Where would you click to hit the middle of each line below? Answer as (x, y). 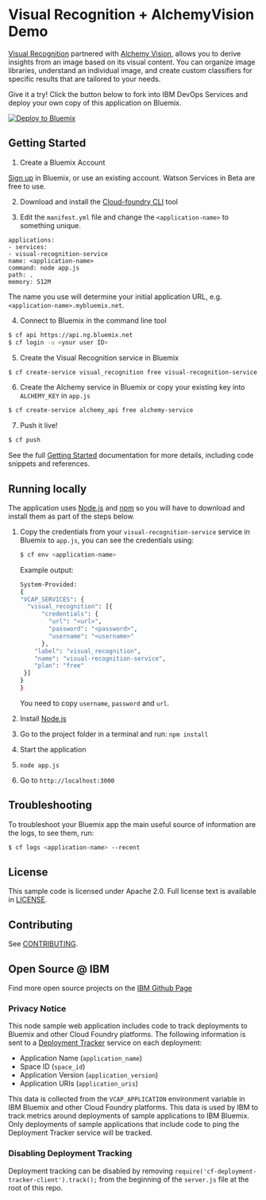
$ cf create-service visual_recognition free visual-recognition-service (133, 372)
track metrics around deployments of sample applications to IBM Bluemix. (129, 1116)
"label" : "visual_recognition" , (88, 651)
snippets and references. (49, 464)
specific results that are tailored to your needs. (85, 79)
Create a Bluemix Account (62, 162)
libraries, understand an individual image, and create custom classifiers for (130, 70)
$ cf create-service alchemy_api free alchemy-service (101, 410)
